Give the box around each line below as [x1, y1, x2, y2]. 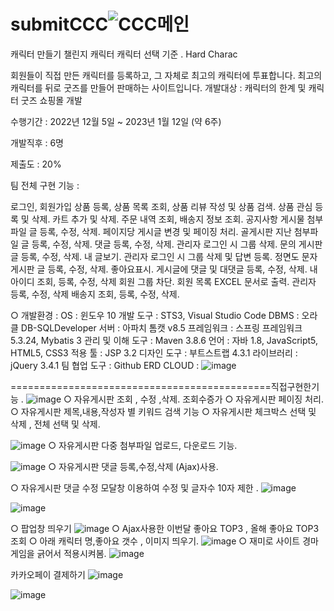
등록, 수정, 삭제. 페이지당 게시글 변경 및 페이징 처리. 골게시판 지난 [39, 225, 292, 237]
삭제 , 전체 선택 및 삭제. [10, 418, 101, 430]
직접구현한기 [270, 380, 320, 392]
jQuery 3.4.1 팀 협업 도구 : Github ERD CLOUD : [10, 359, 200, 371]
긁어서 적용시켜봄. [36, 547, 107, 559]
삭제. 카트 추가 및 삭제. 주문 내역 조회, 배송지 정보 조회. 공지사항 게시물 [31, 213, 305, 225]
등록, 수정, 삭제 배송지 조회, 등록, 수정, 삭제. [10, 288, 180, 300]
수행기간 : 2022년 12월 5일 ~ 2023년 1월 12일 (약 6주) [10, 115, 222, 127]
